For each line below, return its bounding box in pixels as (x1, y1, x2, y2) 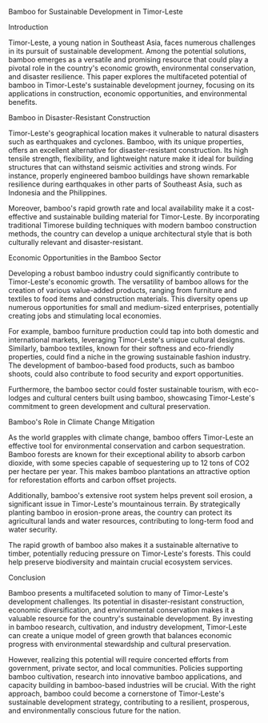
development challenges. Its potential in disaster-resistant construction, (8, 596, 245, 606)
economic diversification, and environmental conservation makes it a (8, 605, 235, 615)
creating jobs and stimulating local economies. (8, 311, 162, 320)
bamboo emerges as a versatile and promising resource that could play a (8, 55, 249, 64)
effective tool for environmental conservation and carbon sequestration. (8, 441, 246, 451)
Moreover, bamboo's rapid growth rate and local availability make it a (8, 203, 236, 213)
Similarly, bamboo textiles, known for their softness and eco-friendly (8, 343, 234, 353)
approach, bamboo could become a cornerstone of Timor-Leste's (8, 689, 226, 698)
